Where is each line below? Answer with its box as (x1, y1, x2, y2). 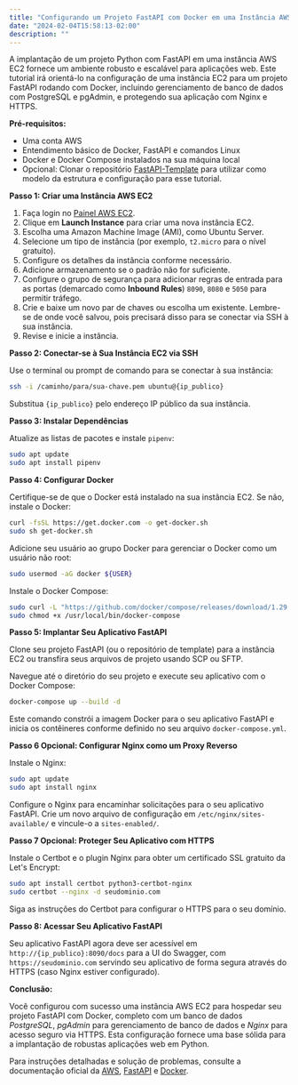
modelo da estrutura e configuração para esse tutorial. (21, 173, 223, 184)
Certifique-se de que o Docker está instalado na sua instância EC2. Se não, (9, 492, 285, 502)
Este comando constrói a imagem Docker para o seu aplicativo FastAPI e (9, 713, 275, 725)
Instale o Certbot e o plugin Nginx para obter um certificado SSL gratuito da (9, 853, 286, 863)
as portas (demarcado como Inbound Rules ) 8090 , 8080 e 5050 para (21, 284, 268, 294)
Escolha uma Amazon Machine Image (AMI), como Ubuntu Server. (21, 227, 264, 237)
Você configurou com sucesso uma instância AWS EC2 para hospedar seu (9, 1001, 282, 1011)
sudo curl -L (9, 602, 58, 612)
